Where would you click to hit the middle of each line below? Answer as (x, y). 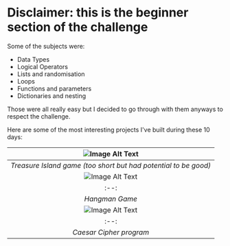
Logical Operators (43, 66)
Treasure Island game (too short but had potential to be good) (111, 165)
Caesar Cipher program (111, 232)
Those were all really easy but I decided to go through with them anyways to (115, 109)
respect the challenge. (39, 116)
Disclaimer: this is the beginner (98, 13)
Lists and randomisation (51, 74)
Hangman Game (111, 199)
